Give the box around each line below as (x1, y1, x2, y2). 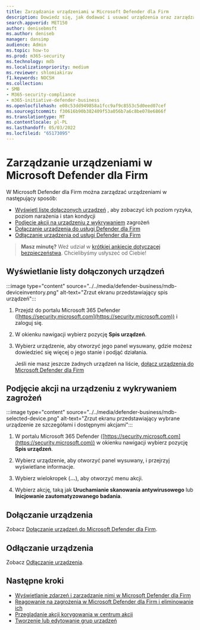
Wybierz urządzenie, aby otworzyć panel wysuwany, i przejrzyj (14, 457, 170, 464)
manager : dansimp (6, 36, 49, 42)
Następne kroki (6, 576, 64, 586)
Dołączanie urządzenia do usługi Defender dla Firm (14, 225, 141, 232)
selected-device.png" (6, 415, 60, 422)
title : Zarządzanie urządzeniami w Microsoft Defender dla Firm (6, 8, 169, 15)
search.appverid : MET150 (6, 20, 68, 26)
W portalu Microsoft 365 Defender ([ (14, 432, 105, 440)
